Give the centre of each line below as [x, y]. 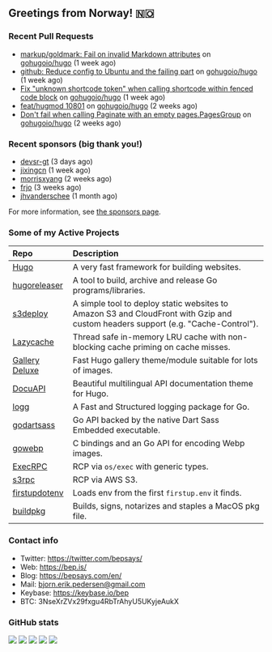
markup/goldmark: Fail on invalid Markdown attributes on [115, 54]
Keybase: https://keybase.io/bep [74, 592]
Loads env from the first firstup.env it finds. [157, 493]
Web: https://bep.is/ [53, 567]
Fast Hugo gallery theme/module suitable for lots [165, 360]
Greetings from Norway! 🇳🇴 [81, 13]
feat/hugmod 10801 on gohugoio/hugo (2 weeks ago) [109, 105]
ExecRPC [30, 467]
